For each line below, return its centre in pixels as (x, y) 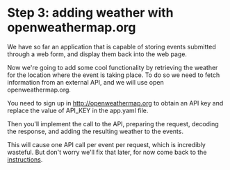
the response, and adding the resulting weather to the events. (96, 131)
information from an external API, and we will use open (86, 82)
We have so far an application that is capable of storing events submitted (112, 46)
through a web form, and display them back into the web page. (97, 54)
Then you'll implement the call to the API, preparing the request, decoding (113, 124)
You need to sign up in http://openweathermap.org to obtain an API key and (115, 103)
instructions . (25, 159)
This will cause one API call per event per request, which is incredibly (107, 144)
